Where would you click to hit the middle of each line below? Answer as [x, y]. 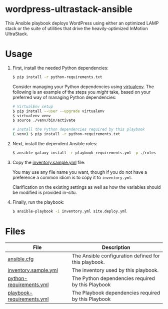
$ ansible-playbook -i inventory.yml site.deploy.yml [69, 211]
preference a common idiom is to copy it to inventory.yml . [72, 177]
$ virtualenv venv [31, 116]
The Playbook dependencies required [116, 292]
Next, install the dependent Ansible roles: [55, 143]
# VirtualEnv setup [33, 106]
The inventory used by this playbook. [115, 270]
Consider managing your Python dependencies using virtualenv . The [83, 87]
